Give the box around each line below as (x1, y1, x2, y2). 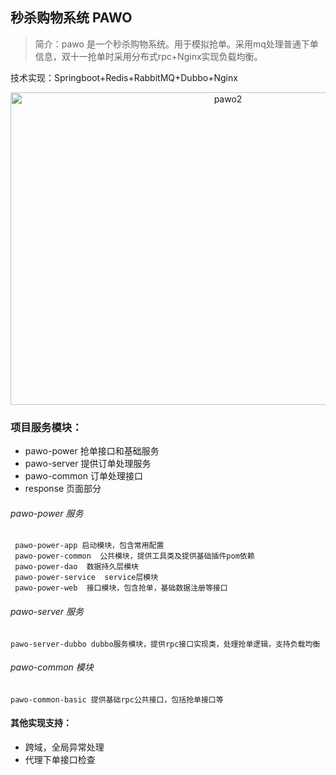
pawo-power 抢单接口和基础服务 (24, 445, 160, 457)
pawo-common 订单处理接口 (24, 470, 143, 482)
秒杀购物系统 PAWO (10, 9, 133, 27)
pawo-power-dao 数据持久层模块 (14, 562, 139, 572)
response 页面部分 (24, 483, 102, 495)
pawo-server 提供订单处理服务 (24, 458, 152, 470)
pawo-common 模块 (10, 661, 94, 673)
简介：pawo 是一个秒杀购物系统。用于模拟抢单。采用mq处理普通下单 (34, 38, 319, 50)
